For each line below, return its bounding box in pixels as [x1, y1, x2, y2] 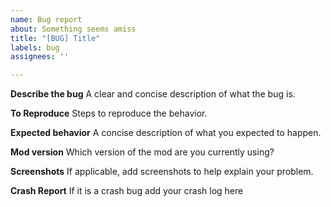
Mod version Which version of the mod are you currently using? [10, 146, 275, 158]
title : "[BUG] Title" [10, 33, 101, 43]
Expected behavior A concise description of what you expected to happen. [10, 127, 322, 139]
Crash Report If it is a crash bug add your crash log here [10, 185, 244, 197]
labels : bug [10, 42, 60, 53]
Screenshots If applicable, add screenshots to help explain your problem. [10, 166, 314, 178]
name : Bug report [10, 14, 83, 25]
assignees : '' [10, 52, 70, 62]
